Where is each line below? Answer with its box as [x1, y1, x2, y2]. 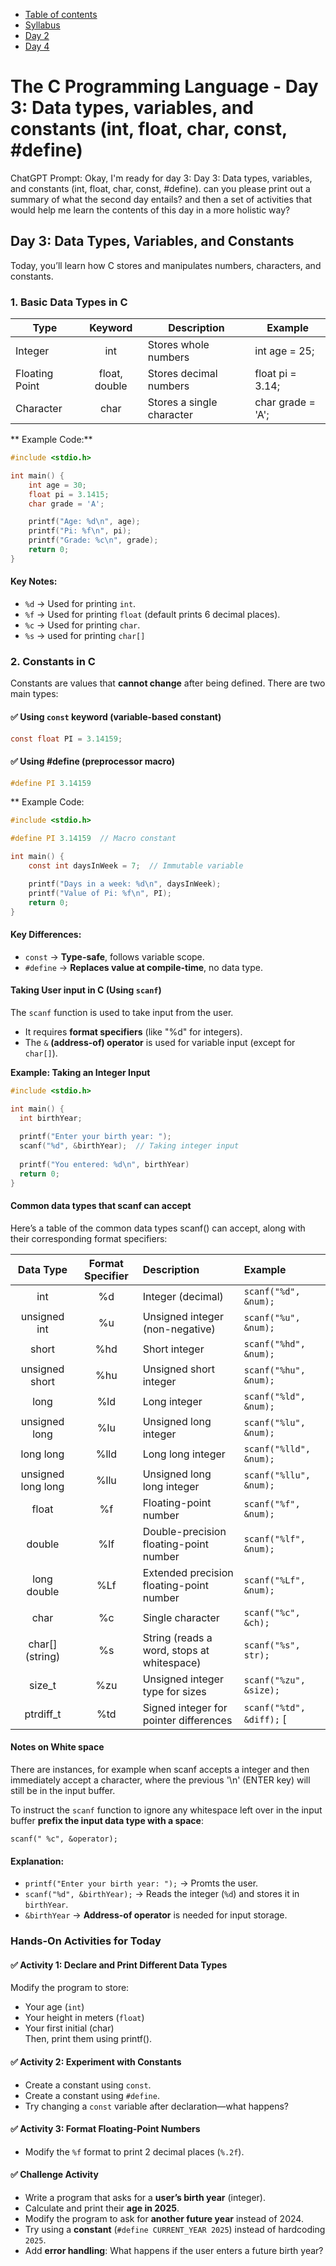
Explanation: [10, 1855, 65, 1867]
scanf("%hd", [243, 1338, 306, 1349]
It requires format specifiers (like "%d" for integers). [24, 1025, 243, 1038]
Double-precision [142, 1524, 227, 1538]
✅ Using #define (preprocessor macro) [10, 755, 175, 767]
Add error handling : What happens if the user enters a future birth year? [24, 2244, 324, 2256]
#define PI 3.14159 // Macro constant [10, 834, 177, 844]
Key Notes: [10, 575, 58, 588]
